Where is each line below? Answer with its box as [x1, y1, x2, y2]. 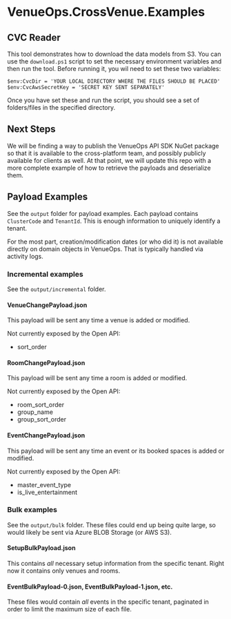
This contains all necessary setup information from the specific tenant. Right [7, 560, 225, 568]
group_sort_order [17, 415, 67, 424]
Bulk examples [7, 505, 57, 515]
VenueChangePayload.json [7, 301, 88, 309]
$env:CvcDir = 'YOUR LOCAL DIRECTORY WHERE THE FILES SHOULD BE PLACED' [7, 78, 221, 85]
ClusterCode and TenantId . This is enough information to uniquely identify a [7, 217, 221, 225]
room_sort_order [17, 401, 64, 409]
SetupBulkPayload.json [7, 544, 76, 552]
